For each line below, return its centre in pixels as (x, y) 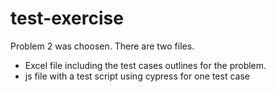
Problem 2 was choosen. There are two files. (102, 46)
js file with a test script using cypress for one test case (137, 76)
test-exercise (67, 18)
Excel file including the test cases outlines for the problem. (145, 65)
